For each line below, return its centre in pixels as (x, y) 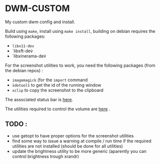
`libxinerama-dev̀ (29, 56)
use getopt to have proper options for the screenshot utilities (73, 135)
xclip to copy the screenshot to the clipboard (58, 90)
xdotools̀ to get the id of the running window (56, 85)
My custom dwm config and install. (40, 22)
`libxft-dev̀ (22, 51)
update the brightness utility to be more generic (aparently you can (79, 151)
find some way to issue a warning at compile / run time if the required (82, 141)
